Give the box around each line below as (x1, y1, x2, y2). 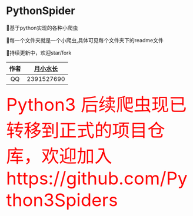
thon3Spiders (6, 188, 118, 211)
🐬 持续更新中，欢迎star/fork (6, 49, 72, 56)
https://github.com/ (6, 167, 167, 189)
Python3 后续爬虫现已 (6, 93, 187, 116)
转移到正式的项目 (6, 119, 148, 141)
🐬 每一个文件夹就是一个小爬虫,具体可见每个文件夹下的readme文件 (6, 36, 164, 43)
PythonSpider (6, 4, 75, 18)
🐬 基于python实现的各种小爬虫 (6, 24, 78, 31)
